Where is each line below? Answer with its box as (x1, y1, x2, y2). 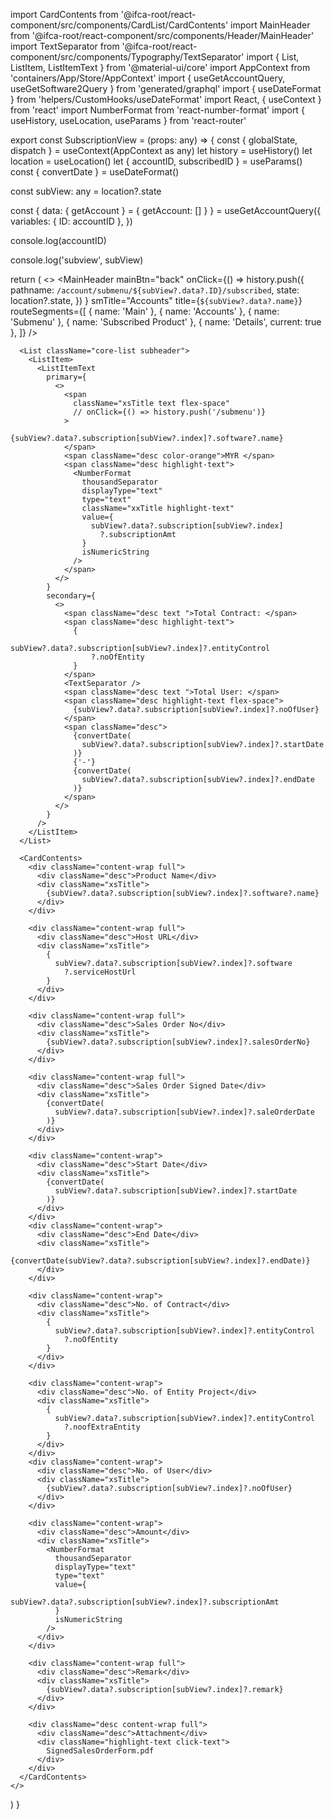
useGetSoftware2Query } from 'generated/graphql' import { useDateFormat (10, 83, 322, 94)
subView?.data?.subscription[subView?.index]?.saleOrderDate (54, 1107, 315, 1117)
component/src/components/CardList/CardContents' (10, 19, 229, 31)
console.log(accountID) (10, 235, 107, 246)
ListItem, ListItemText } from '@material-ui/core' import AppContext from (10, 62, 311, 73)
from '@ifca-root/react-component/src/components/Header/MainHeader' (10, 30, 315, 41)
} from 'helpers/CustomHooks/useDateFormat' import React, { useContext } (10, 94, 322, 105)
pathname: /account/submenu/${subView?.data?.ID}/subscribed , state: (10, 284, 300, 296)
